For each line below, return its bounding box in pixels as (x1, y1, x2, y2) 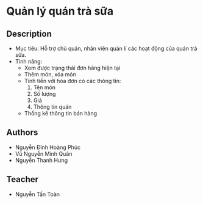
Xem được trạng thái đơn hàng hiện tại (24, 64, 121, 71)
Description (6, 29, 52, 39)
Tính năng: (15, 58, 43, 65)
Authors (6, 127, 38, 138)
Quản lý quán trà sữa (6, 4, 114, 18)
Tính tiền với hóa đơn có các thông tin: (24, 78, 121, 84)
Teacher (6, 174, 38, 184)
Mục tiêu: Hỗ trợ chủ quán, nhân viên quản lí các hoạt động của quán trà (15, 45, 198, 52)
